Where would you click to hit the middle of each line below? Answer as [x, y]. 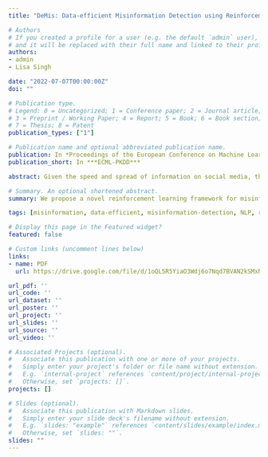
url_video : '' [32, 337]
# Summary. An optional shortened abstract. [83, 191]
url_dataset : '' [35, 301]
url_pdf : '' [28, 286]
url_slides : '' [33, 323]
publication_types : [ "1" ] [51, 133]
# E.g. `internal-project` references [77, 374]
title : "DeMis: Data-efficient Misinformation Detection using [116, 16]
